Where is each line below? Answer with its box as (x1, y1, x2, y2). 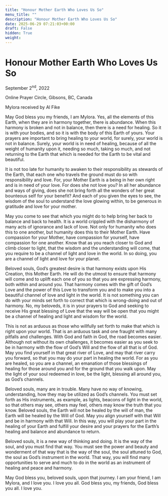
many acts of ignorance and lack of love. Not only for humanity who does (5, 224, 156, 230)
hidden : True (5, 31, 32, 36)
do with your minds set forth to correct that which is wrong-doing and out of (5, 298, 162, 304)
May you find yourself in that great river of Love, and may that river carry (5, 350, 155, 356)
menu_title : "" (5, 12, 37, 17)
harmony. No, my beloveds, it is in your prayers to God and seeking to (5, 303, 149, 309)
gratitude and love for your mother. (5, 203, 77, 209)
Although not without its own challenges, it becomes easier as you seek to (5, 339, 158, 345)
